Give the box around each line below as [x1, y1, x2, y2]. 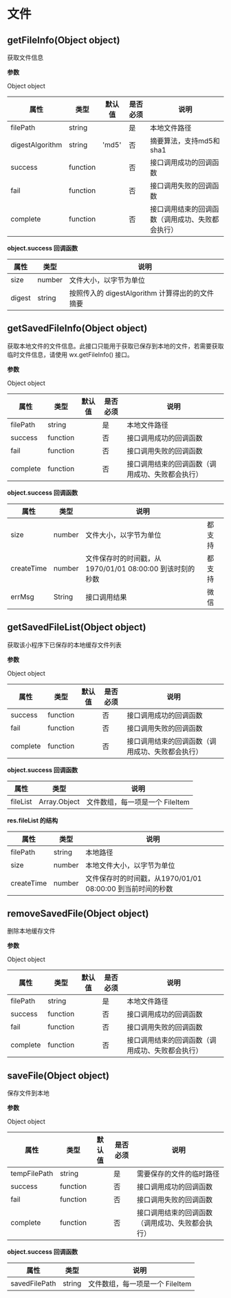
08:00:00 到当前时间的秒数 [85, 884, 173, 894]
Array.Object [38, 796, 80, 806]
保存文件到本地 [7, 1089, 49, 1097]
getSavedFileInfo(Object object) [7, 322, 148, 335]
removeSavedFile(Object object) [7, 908, 149, 920]
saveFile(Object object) [7, 1070, 110, 1081]
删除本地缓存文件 [7, 927, 56, 935]
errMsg [10, 591, 34, 601]
